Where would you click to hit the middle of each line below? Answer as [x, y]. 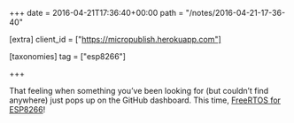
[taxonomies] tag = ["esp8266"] [68, 56]
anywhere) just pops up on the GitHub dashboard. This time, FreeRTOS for [145, 100]
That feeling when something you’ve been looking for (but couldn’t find [139, 91]
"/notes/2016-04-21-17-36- [236, 13]
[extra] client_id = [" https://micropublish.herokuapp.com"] [115, 39]
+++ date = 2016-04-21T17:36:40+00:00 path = [97, 13]
